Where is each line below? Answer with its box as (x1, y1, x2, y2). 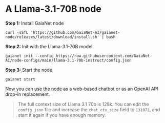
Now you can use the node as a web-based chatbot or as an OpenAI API (5, 86, 159, 92)
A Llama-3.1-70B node (5, 3, 101, 15)
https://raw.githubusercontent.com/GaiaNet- (55, 53, 153, 58)
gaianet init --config (5, 53, 54, 58)
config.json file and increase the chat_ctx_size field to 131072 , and (17, 106, 160, 113)
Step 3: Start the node (5, 67, 53, 73)
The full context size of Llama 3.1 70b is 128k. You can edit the (17, 101, 149, 107)
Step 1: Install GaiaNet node (5, 20, 64, 26)
